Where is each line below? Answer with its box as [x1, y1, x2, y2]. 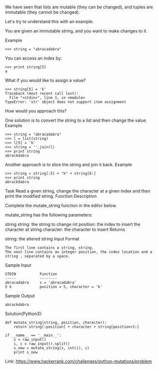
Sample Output [5, 293, 35, 299]
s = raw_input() [14, 337, 47, 342]
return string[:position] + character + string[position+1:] [14, 324, 139, 329]
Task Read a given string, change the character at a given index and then [5, 188, 151, 193]
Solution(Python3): [5, 311, 43, 317]
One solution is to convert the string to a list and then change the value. [5, 117, 147, 123]
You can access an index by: [5, 55, 62, 61]
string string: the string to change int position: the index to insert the [5, 222, 141, 227]
